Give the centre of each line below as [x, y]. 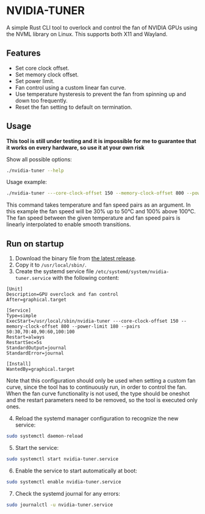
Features [23, 53]
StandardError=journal [35, 353]
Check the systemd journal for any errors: [67, 493]
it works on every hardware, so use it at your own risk [75, 147]
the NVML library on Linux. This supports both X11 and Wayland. [87, 34]
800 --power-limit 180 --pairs [100, 327]
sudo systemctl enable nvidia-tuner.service [64, 482]
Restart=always [26, 337]
